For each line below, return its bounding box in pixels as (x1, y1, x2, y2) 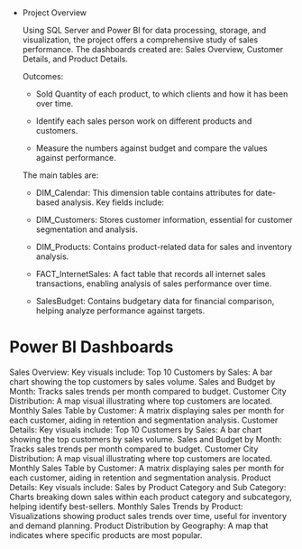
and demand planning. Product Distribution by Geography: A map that (9, 520, 269, 531)
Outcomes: (22, 71, 64, 82)
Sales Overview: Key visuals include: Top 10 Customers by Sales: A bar (9, 367, 273, 377)
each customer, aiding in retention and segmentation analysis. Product (9, 472, 271, 483)
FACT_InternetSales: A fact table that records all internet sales (35, 269, 266, 280)
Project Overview (22, 7, 87, 18)
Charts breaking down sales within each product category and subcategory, (9, 491, 292, 503)
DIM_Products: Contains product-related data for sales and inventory (35, 242, 293, 253)
